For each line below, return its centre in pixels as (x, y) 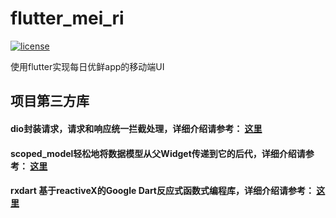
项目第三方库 (50, 101)
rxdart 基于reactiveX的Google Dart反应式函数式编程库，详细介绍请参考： (162, 191)
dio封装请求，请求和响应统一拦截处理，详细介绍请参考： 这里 (136, 128)
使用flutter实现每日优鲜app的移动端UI (87, 66)
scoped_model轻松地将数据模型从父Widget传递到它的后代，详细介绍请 (158, 153)
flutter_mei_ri (67, 18)
